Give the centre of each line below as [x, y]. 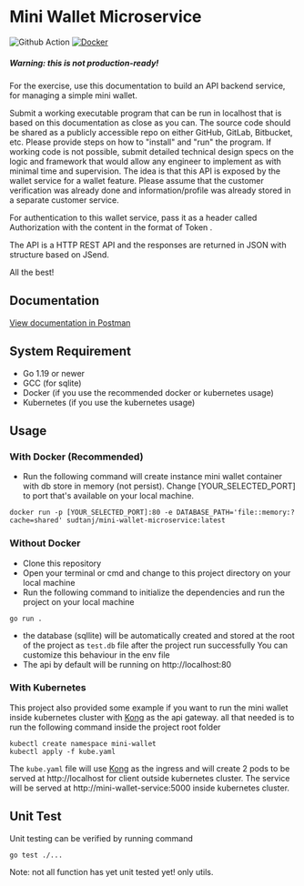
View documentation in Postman [70, 322]
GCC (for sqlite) [52, 383]
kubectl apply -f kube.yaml [63, 751]
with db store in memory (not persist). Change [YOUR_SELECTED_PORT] [159, 486]
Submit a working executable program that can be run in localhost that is [146, 113]
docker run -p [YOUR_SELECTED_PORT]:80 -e [91, 513]
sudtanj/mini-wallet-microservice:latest [146, 520]
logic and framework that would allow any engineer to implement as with [146, 161]
